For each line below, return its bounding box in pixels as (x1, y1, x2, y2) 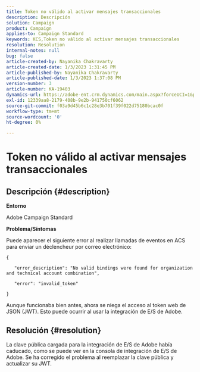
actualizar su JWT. (6, 360, 52, 367)
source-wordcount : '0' (6, 114, 62, 120)
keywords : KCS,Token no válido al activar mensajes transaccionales (6, 36, 180, 42)
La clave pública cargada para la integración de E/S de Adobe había (6, 340, 173, 348)
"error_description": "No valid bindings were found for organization (14, 265, 193, 271)
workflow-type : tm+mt (6, 108, 60, 114)
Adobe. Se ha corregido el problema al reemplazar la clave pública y (6, 354, 174, 361)
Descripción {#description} (6, 186, 110, 196)
